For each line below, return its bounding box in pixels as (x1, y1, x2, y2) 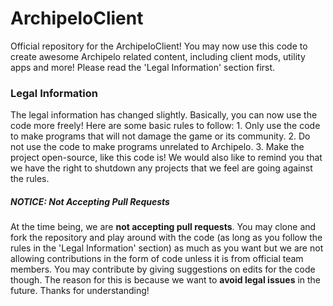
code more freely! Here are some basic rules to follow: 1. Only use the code (10, 120, 321, 132)
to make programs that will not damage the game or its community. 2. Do (10, 130, 311, 142)
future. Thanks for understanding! (10, 285, 150, 297)
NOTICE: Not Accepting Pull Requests (10, 195, 170, 207)
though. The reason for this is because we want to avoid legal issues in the (10, 274, 322, 286)
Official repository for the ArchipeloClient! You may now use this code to (10, 40, 308, 52)
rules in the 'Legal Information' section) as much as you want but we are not (10, 242, 324, 254)
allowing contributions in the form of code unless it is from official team (10, 253, 304, 265)
